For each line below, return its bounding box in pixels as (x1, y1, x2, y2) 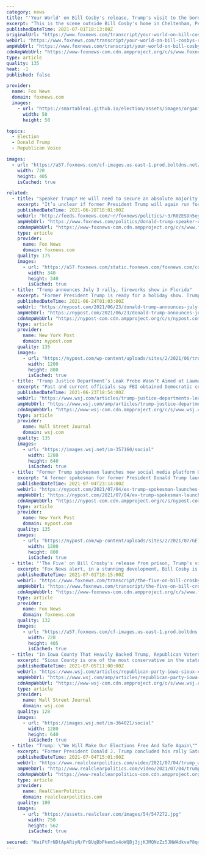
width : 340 (28, 270, 56, 276)
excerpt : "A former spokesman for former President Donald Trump (17, 475, 187, 481)
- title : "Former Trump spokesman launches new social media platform (12, 469, 195, 476)
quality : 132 (17, 617, 51, 623)
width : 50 (22, 111, 48, 117)
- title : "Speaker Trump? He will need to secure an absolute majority (12, 196, 198, 202)
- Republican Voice (12, 145, 62, 151)
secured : (6, 839, 29, 846)
